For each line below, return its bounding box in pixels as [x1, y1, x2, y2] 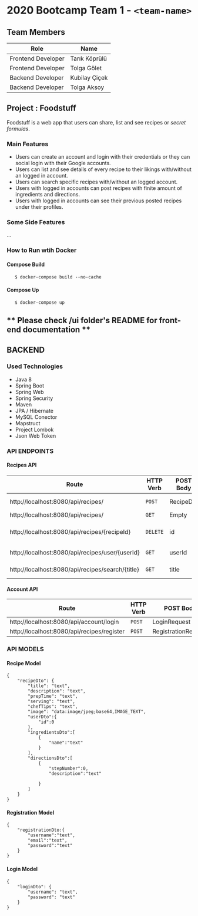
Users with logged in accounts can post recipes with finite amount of [15, 185, 183, 192]
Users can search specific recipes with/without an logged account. [15, 178, 178, 186]
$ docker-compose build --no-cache [14, 274, 102, 280]
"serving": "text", [28, 698, 76, 705]
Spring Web [15, 388, 44, 395]
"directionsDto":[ [28, 756, 73, 761]
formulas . [6, 125, 30, 132]
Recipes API [6, 461, 37, 469]
